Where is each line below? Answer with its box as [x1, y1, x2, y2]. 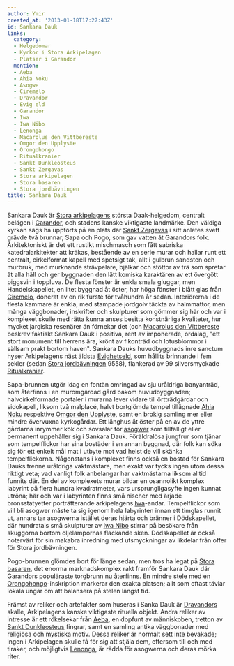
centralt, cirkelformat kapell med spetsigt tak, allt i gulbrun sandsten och [7, 256, 215, 264]
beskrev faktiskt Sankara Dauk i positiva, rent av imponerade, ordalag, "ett [7, 330, 221, 339]
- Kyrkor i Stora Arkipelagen [13, 50, 101, 57]
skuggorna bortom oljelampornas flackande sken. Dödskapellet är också [7, 528, 216, 538]
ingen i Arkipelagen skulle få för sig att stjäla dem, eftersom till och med [7, 637, 213, 646]
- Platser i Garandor [13, 56, 77, 63]
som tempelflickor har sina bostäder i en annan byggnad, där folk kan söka [7, 440, 221, 448]
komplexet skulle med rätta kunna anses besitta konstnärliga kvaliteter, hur [7, 315, 221, 323]
